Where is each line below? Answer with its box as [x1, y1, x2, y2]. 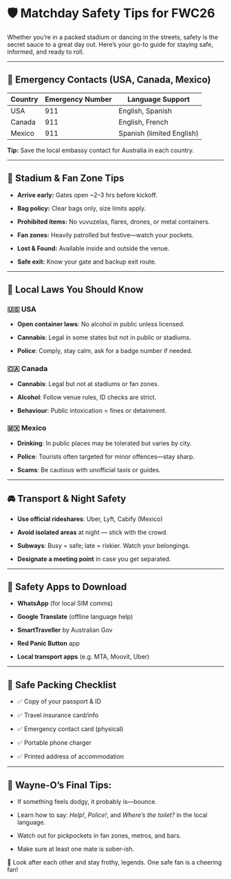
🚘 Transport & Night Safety [7, 493, 126, 505]
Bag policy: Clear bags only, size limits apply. [16, 204, 146, 212]
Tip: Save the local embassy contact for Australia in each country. [7, 146, 195, 154]
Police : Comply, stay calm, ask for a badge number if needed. [16, 347, 192, 355]
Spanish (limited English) [118, 128, 199, 138]
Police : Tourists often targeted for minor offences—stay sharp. [16, 452, 195, 460]
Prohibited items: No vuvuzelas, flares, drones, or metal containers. [16, 218, 210, 226]
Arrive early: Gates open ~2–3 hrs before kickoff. [16, 191, 158, 199]
